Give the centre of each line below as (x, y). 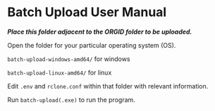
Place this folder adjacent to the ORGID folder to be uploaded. (100, 32)
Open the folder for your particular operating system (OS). (92, 45)
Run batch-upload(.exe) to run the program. (71, 100)
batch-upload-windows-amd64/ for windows (69, 59)
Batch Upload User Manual (87, 12)
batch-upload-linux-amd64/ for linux (60, 72)
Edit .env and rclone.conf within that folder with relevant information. (108, 86)
